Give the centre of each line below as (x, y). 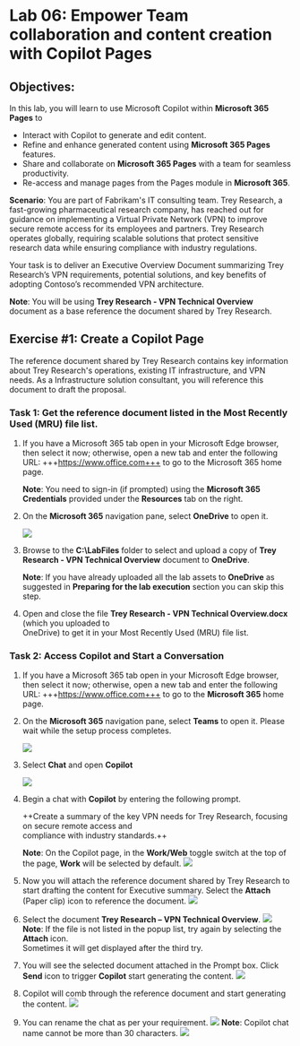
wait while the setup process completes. (97, 730)
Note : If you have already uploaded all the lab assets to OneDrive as (148, 577)
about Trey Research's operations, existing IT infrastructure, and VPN (137, 370)
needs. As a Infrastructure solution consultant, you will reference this (137, 380)
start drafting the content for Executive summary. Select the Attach (146, 890)
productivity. (46, 173)
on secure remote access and (77, 826)
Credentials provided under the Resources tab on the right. (133, 499)
